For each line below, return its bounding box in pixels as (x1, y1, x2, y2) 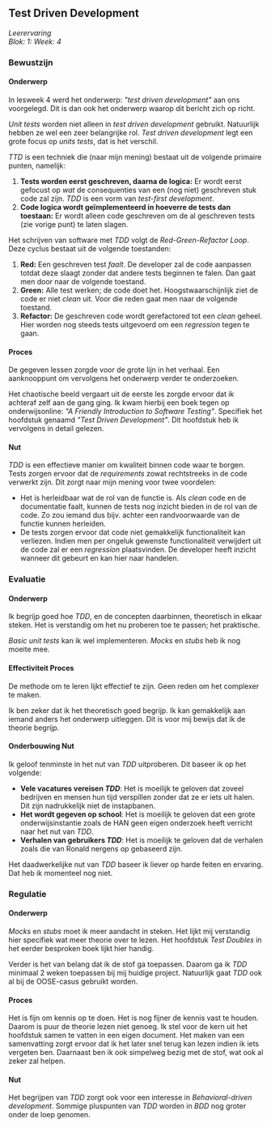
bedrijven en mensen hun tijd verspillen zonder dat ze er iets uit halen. (19, 792, 255, 801)
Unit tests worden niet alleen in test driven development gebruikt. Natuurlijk (8, 119, 260, 129)
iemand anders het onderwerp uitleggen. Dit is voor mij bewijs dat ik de (8, 714, 246, 724)
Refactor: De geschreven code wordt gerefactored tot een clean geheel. (19, 311, 263, 321)
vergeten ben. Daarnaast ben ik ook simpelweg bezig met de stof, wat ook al (8, 1048, 264, 1057)
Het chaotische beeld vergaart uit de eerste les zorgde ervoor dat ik (8, 389, 235, 399)
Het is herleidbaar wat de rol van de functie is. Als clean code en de (19, 493, 247, 503)
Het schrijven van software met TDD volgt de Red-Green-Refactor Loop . (8, 235, 249, 245)
